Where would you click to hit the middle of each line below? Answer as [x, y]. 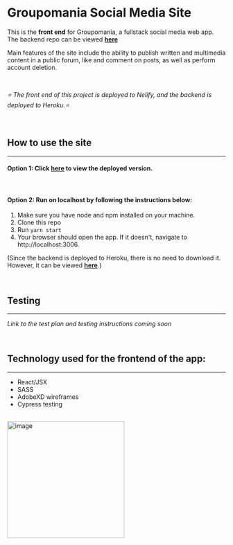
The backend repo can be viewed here [63, 39]
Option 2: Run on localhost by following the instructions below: [100, 199]
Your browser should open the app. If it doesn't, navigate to [102, 238]
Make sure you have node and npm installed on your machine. [106, 215]
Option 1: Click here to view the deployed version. [80, 168]
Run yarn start [39, 230]
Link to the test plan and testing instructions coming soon [89, 323]
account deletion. [32, 67]
